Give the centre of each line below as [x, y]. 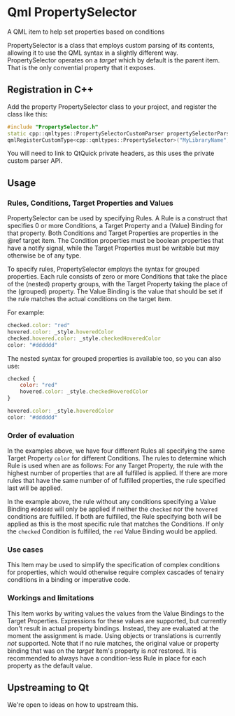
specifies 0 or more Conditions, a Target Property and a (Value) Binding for [115, 226]
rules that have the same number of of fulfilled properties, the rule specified [116, 481]
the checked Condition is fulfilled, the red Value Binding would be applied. [112, 531]
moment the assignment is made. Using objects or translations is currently [114, 635]
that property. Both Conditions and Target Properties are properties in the [113, 233]
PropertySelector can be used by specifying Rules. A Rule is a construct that [117, 218]
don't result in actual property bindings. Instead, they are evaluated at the [113, 628]
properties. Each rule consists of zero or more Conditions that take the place [117, 277]
